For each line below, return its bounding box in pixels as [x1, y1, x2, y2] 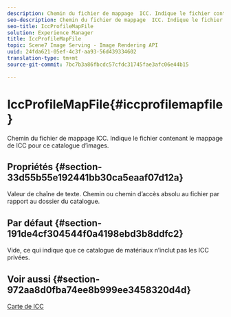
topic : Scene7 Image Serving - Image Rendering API [7, 42, 158, 49]
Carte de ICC [7, 303, 45, 310]
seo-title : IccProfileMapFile [7, 23, 94, 30]
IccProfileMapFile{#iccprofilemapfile [7, 97, 223, 112]
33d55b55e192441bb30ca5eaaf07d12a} [7, 172, 184, 183]
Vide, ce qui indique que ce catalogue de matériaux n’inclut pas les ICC [7, 246, 210, 255]
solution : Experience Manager [7, 29, 94, 36]
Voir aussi [7, 273, 51, 285]
